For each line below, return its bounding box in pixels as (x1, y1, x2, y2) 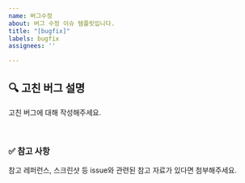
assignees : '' (8, 42, 57, 50)
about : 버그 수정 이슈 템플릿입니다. (8, 19, 116, 28)
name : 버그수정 (8, 11, 53, 20)
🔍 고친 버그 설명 (8, 81, 86, 95)
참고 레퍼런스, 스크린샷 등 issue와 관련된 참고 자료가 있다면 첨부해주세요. (8, 165, 237, 175)
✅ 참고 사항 (8, 145, 50, 156)
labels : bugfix (8, 34, 60, 43)
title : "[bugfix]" (8, 27, 70, 35)
